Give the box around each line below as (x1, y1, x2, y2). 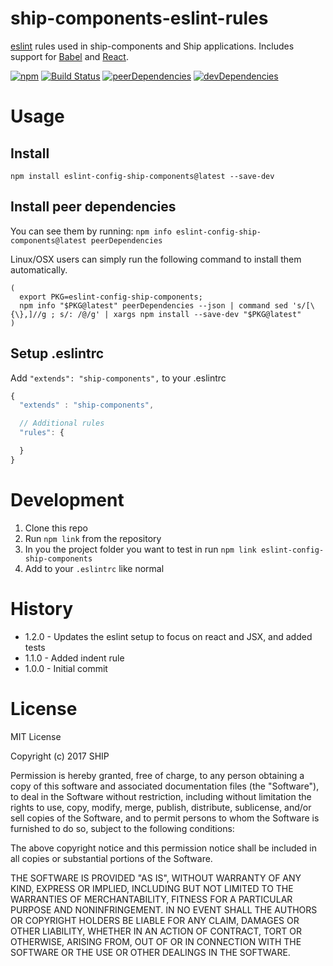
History (10, 597, 74, 620)
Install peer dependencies (10, 198, 177, 216)
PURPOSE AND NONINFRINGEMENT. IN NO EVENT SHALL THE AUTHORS (10, 903, 318, 916)
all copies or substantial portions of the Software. (10, 852, 213, 864)
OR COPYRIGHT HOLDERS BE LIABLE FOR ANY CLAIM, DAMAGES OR (10, 914, 300, 926)
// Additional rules (19, 418, 105, 429)
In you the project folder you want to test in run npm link (24, 543, 257, 555)
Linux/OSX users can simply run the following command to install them (10, 253, 302, 265)
